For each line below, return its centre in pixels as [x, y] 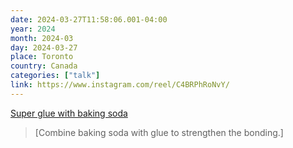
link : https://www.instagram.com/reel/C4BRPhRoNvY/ [120, 85]
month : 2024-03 [42, 38]
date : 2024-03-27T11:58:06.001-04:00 [89, 19]
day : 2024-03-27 [44, 47]
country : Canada [44, 66]
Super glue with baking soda [69, 113]
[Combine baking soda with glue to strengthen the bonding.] [159, 132]
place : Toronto [42, 57]
